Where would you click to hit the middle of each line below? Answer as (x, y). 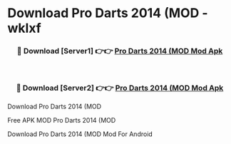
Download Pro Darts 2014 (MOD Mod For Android (80, 134)
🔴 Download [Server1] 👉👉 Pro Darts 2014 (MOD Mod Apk (120, 51)
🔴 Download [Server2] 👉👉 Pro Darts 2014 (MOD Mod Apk (120, 88)
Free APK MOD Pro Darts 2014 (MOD (62, 120)
